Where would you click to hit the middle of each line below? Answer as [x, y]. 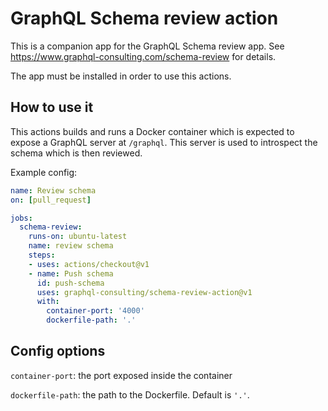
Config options [58, 351]
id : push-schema [70, 283]
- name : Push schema [71, 273]
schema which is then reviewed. [76, 153]
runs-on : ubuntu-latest [78, 237]
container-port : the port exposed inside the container [121, 375]
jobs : [21, 218]
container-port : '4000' [95, 311]
